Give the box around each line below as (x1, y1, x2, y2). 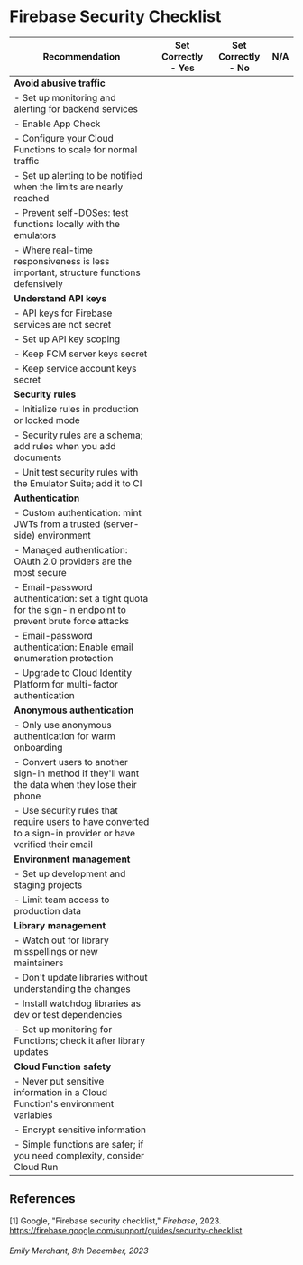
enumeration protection (14, 651, 114, 664)
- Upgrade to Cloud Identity (14, 666, 133, 679)
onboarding (14, 741, 63, 753)
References (9, 1191, 76, 1206)
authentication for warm (14, 729, 115, 742)
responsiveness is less (14, 254, 110, 267)
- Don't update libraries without (14, 971, 148, 983)
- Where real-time (14, 244, 93, 256)
